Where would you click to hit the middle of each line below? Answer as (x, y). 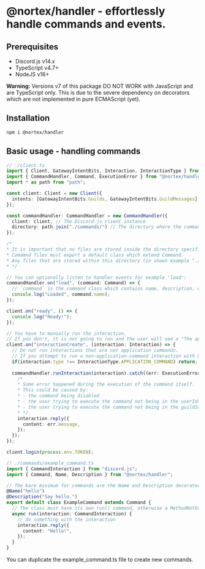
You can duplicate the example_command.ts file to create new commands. (100, 560)
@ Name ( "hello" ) (26, 491)
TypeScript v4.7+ (37, 68)
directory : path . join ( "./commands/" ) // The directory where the (97, 227)
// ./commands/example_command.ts (50, 463)
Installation (28, 118)
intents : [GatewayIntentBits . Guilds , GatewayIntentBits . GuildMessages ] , (106, 199)
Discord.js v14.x (35, 61)
